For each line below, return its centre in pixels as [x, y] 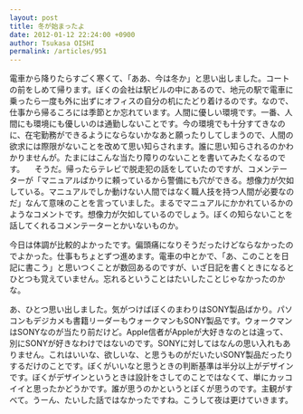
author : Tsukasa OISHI [52, 43]
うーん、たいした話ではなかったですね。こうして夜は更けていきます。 [163, 400]
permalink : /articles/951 [58, 52]
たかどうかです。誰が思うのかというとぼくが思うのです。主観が [167, 389]
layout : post [34, 18]
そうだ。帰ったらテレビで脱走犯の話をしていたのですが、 [142, 169]
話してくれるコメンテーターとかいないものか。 [96, 226]
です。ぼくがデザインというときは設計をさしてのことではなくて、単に [139, 378]
